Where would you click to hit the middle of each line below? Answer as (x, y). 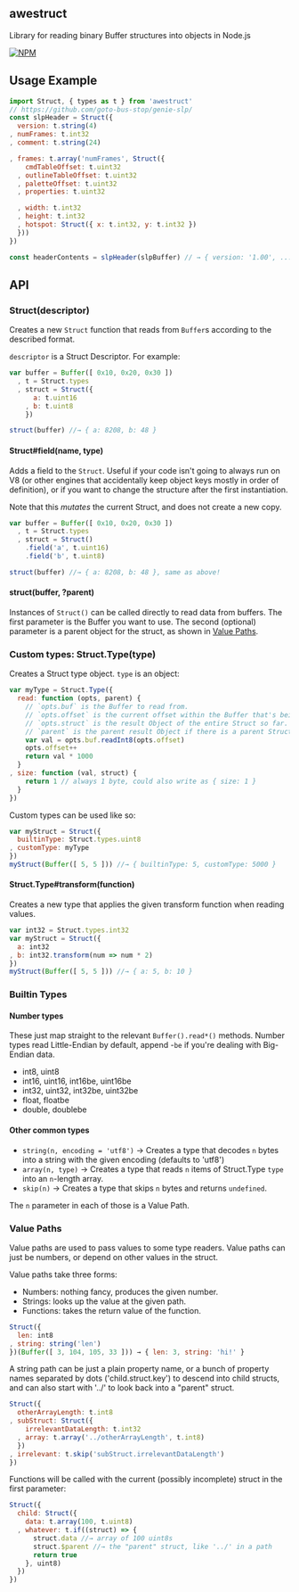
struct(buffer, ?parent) (52, 592)
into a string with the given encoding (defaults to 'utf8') (123, 1159)
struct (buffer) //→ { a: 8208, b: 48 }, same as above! (115, 572)
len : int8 (35, 1335)
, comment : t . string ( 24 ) (55, 143)
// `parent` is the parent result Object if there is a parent (145, 731)
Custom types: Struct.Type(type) (83, 654)
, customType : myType (49, 848)
